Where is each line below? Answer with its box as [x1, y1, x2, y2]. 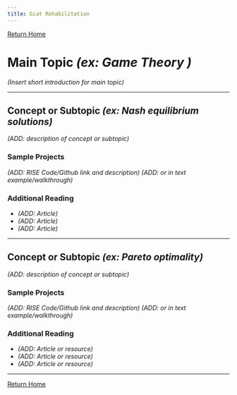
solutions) [7, 116, 53, 128]
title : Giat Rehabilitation [7, 10, 90, 18]
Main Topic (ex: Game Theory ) [7, 54, 192, 71]
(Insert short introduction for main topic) [7, 78, 125, 86]
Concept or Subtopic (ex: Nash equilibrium [7, 104, 199, 116]
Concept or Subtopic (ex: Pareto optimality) [7, 251, 203, 263]
